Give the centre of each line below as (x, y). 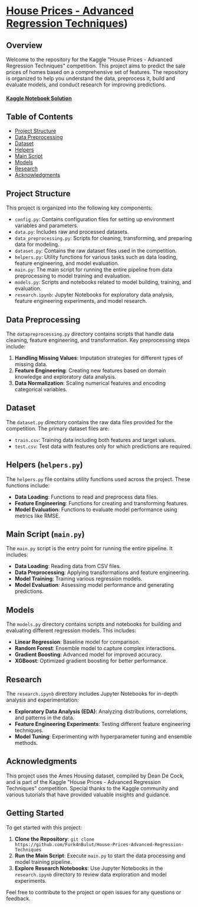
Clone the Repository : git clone (55, 839)
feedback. (18, 898)
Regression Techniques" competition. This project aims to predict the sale (96, 66)
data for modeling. (37, 244)
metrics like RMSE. (37, 515)
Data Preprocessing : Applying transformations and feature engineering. (102, 573)
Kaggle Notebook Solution (39, 98)
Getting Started (35, 813)
